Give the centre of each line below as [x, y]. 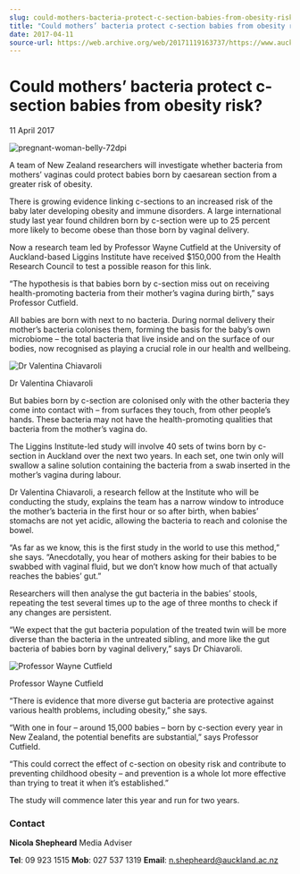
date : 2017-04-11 [42, 34]
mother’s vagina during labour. [66, 475]
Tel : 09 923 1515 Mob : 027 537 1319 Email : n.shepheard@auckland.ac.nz [144, 861]
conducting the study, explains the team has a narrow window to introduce [146, 502]
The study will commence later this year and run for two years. [125, 801]
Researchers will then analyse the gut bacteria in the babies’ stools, [133, 594]
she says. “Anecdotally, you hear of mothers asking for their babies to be [143, 557]
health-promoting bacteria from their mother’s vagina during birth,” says [142, 293]
